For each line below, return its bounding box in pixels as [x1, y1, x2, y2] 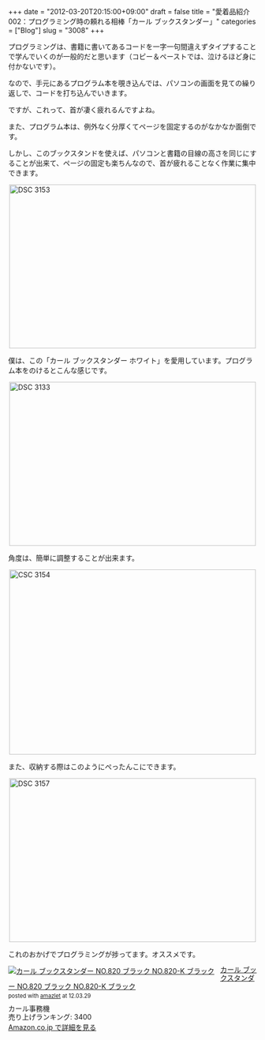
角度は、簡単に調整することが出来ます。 [8, 554, 140, 562]
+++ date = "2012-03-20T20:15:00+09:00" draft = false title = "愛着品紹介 [8, 7, 250, 16]
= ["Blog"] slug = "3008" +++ [8, 26, 105, 35]
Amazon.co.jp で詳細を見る [8, 1023, 97, 1032]
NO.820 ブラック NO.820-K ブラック [17, 982, 136, 991]
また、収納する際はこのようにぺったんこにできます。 [8, 762, 181, 772]
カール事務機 [8, 1004, 50, 1013]
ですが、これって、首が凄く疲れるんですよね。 [8, 105, 159, 115]
